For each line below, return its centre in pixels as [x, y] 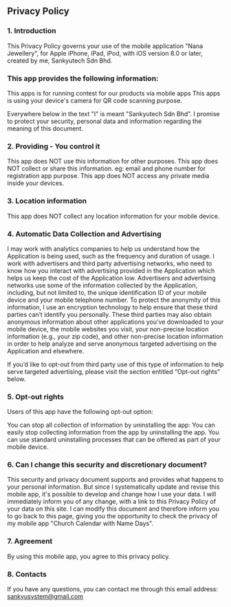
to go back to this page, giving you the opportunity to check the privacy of [112, 516]
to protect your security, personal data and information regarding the [104, 121]
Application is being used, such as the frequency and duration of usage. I [111, 256]
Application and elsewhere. [46, 351]
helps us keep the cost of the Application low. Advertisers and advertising [112, 278]
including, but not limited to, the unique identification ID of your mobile [107, 292]
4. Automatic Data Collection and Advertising [84, 234]
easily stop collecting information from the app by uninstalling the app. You [113, 432]
